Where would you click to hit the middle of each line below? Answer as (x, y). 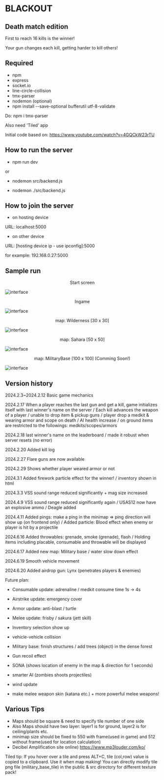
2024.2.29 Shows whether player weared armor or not (60, 469)
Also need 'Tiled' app (26, 125)
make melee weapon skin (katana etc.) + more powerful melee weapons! (86, 694)
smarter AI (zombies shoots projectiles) (52, 675)
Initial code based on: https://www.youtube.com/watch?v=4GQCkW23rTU (80, 135)
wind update (25, 685)
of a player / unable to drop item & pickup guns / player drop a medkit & (77, 415)
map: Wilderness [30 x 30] (82, 321)
